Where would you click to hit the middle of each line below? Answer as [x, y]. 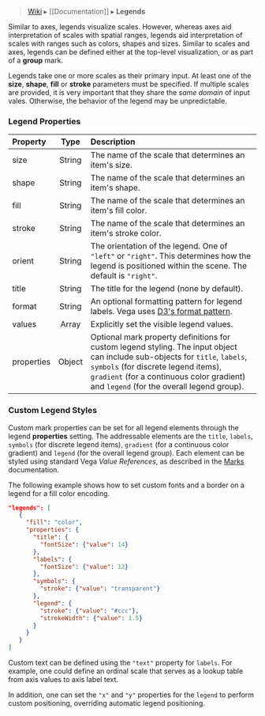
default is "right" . [124, 276]
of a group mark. [35, 60]
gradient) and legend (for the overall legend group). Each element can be [126, 453]
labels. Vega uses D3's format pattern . [161, 312]
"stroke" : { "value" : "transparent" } [100, 589]
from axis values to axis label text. [63, 680]
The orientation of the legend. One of [159, 246]
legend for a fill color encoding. [59, 493]
